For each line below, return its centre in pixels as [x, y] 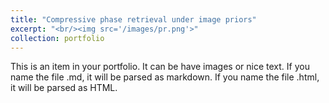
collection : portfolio [57, 38]
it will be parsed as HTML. [64, 88]
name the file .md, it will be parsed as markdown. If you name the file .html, [165, 77]
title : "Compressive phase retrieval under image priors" [133, 19]
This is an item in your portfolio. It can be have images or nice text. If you [160, 67]
